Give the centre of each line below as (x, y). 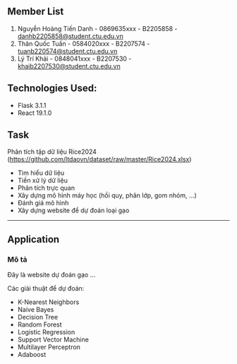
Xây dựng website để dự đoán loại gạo (73, 210)
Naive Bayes (36, 310)
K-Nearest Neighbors (48, 302)
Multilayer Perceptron (49, 347)
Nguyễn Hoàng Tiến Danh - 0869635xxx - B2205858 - (97, 28)
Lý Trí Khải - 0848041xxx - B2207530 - (74, 59)
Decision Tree (38, 317)
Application (34, 239)
